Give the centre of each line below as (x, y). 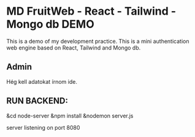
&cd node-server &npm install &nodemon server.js (70, 116)
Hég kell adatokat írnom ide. (42, 81)
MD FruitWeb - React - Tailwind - (91, 11)
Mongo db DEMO (51, 24)
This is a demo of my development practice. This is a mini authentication (98, 41)
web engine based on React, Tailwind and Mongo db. (74, 48)
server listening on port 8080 (43, 127)
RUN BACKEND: (37, 101)
